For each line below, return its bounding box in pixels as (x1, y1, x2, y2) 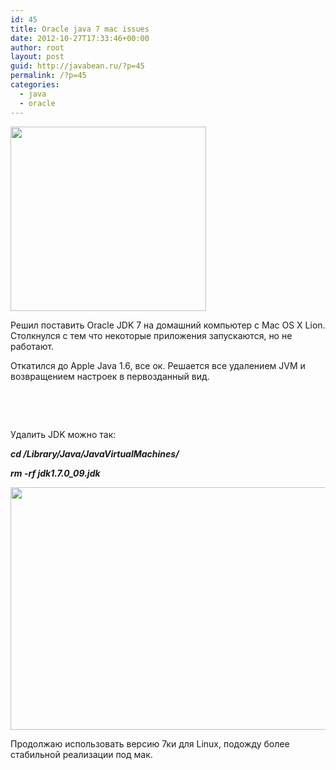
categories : (10, 80, 60, 90)
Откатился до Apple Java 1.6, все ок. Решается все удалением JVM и (10, 359, 306, 371)
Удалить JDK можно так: (10, 428, 117, 440)
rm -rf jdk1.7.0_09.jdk (10, 467, 101, 479)
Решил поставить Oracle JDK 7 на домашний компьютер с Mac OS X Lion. (10, 319, 326, 331)
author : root (10, 42, 65, 53)
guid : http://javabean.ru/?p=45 (10, 61, 145, 71)
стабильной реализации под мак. (10, 748, 153, 760)
